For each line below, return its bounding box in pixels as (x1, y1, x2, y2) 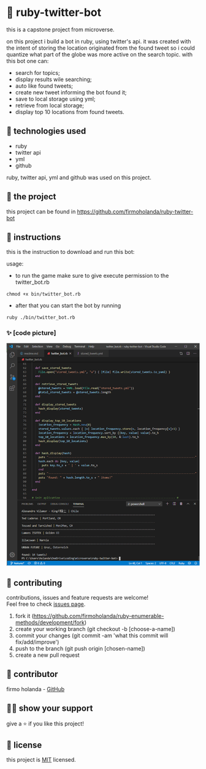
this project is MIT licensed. (6, 756, 77, 763)
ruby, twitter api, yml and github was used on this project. (6, 174, 151, 181)
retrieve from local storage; (15, 101, 85, 109)
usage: (6, 260, 24, 267)
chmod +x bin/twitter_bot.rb (6, 291, 81, 297)
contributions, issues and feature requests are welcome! (6, 594, 149, 602)
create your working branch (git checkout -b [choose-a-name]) (15, 626, 176, 633)
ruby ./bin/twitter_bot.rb (6, 315, 75, 321)
